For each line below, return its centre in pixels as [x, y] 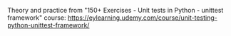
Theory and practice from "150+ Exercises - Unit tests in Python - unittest [115, 10]
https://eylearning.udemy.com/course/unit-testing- [142, 18]
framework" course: [37, 18]
